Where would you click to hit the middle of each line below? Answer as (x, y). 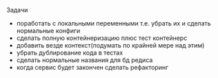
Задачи (17, 10)
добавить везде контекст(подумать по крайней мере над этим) (110, 45)
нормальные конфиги (48, 31)
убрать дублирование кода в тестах (70, 52)
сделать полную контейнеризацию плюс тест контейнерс (102, 38)
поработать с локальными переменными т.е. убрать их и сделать (113, 23)
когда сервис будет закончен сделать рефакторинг (92, 67)
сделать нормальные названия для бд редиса (85, 60)
